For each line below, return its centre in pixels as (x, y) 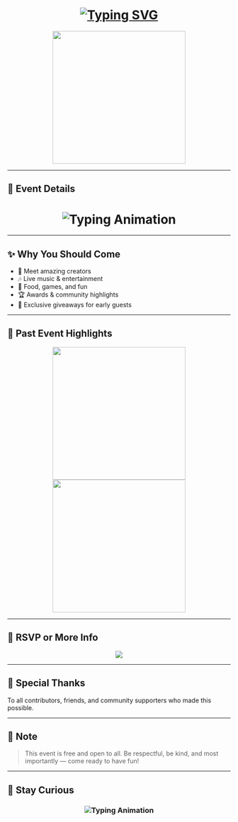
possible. (21, 707)
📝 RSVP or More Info (53, 638)
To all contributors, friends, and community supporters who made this (109, 700)
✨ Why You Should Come (64, 254)
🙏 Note (22, 736)
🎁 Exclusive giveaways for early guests (75, 305)
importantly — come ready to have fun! (82, 761)
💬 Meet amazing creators (55, 271)
